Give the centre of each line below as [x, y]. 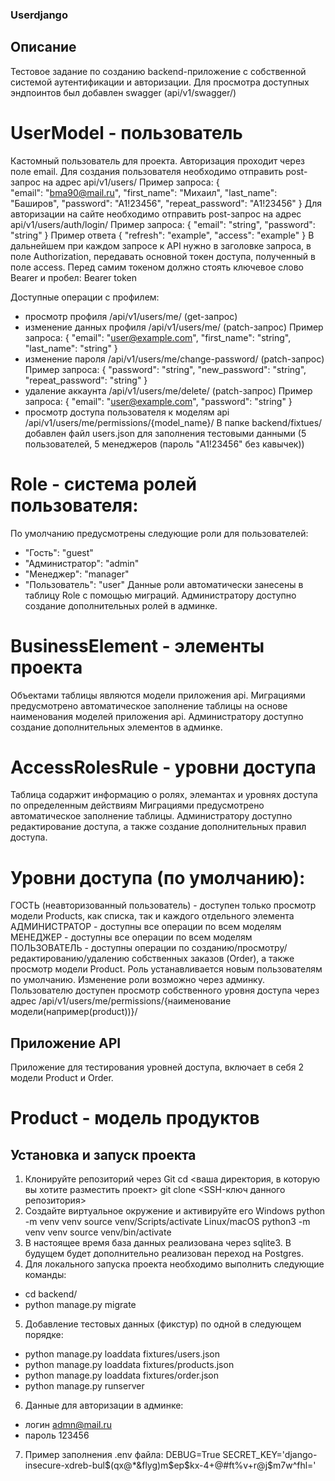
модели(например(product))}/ [74, 1012]
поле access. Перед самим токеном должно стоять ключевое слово [157, 267]
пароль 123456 [57, 1435]
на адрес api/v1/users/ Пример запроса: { [131, 182]
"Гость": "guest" [59, 552]
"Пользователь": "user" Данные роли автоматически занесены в [164, 584]
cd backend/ [51, 1294]
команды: [45, 1275]
